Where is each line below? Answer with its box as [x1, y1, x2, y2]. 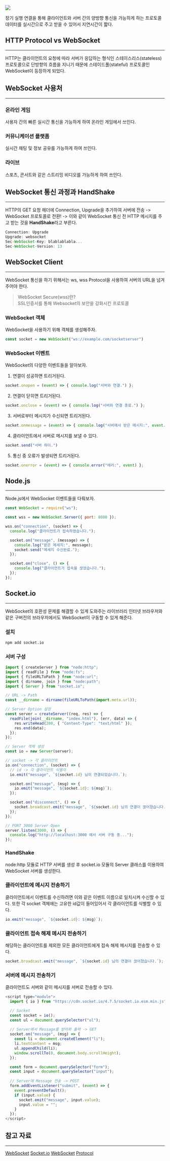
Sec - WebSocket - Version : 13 [5, 244, 62, 249]
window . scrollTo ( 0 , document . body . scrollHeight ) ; [14, 1051, 121, 1056]
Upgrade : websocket [5, 235, 47, 240]
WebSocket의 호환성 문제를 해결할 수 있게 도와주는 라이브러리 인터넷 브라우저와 [5, 608, 163, 614]
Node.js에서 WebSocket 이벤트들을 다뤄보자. [5, 496, 95, 502]
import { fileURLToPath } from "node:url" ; [5, 674, 99, 679]
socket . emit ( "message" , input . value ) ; [18, 1097, 101, 1102]
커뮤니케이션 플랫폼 [5, 132, 50, 139]
